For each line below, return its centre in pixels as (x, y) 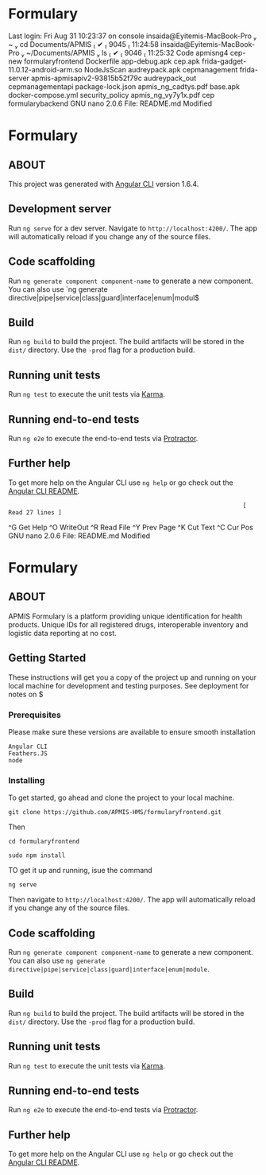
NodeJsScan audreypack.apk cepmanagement (161, 69)
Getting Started (47, 658)
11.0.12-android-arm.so (46, 69)
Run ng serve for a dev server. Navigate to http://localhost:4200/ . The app (133, 228)
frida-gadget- (224, 61)
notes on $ (26, 694)
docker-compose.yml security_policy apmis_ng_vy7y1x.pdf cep (112, 95)
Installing (27, 780)
